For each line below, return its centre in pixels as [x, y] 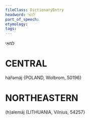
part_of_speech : [22, 19]
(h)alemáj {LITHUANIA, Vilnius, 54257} [45, 112]
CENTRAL [26, 64]
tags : [11, 29]
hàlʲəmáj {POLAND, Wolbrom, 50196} [43, 78]
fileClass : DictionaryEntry [35, 10]
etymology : [17, 24]
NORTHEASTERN [42, 98]
